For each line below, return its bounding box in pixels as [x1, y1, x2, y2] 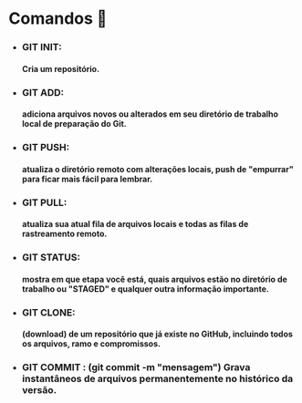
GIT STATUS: [21, 251, 81, 263]
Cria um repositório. [21, 63, 100, 74]
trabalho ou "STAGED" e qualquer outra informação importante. [21, 283, 270, 294]
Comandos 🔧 [8, 8, 108, 29]
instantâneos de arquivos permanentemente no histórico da [21, 373, 294, 386]
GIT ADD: [21, 86, 65, 98]
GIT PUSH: [21, 141, 70, 154]
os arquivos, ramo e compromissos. [21, 338, 161, 349]
